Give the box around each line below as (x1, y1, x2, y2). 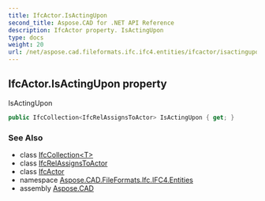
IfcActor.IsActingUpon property (8, 77, 167, 91)
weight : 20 (8, 41, 44, 49)
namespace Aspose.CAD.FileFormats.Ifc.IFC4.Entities (19, 175, 193, 184)
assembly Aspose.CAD (19, 183, 95, 193)
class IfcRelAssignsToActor (19, 158, 108, 168)
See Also (8, 132, 43, 143)
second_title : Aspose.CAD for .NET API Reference (8, 19, 175, 27)
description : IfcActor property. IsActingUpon (8, 26, 164, 34)
